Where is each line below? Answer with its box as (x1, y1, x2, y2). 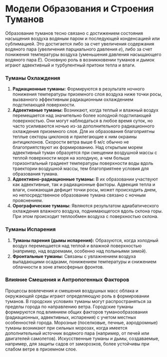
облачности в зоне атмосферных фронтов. (12, 263, 104, 270)
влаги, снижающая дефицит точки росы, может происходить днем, (12, 187, 157, 193)
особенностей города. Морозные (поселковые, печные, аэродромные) (5, 319, 158, 325)
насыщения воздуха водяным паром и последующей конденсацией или (5, 35, 160, 41)
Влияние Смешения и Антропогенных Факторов (5, 276, 129, 283)
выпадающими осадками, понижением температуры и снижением (12, 258, 156, 264)
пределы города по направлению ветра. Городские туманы (5, 303, 133, 309)
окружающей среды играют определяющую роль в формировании (5, 293, 149, 299)
